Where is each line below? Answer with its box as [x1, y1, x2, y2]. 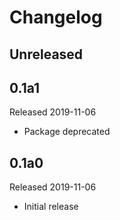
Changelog [9, 6, 103, 29]
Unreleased [9, 46, 84, 63]
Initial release [23, 201, 79, 213]
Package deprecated [23, 126, 111, 138]
